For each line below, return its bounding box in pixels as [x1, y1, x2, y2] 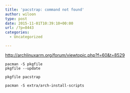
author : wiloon [5, 12, 36, 17]
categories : [5, 30, 29, 35]
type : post [5, 16, 27, 21]
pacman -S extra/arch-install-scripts [5, 83, 84, 88]
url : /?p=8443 [5, 25, 34, 30]
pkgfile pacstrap [5, 74, 41, 79]
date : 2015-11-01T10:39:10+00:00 [5, 21, 74, 26]
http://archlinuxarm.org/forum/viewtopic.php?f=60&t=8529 [5, 52, 125, 58]
